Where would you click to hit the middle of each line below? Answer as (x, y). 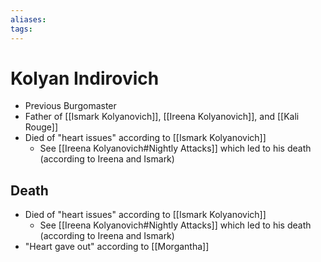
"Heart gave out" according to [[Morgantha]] (117, 247)
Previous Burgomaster (70, 106)
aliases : (28, 19)
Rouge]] (41, 127)
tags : (21, 29)
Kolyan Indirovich (85, 78)
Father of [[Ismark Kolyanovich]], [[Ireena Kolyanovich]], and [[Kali (162, 117)
